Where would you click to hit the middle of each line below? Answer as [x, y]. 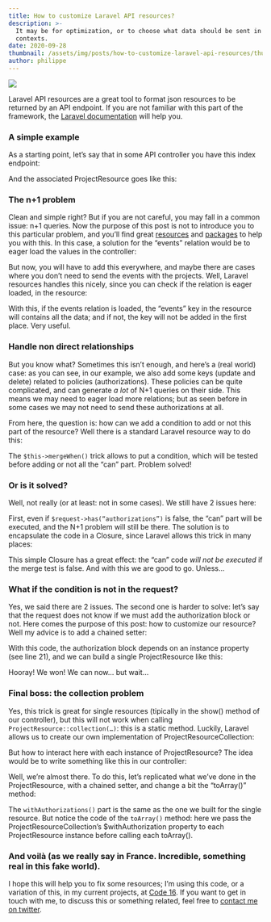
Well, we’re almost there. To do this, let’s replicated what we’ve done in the [132, 777]
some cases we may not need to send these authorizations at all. [116, 407]
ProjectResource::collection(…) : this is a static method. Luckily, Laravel [129, 728]
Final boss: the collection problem [76, 694]
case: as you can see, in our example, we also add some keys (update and [132, 373]
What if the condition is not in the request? [94, 589]
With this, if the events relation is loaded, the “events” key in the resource [130, 308]
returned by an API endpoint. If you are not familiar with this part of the [126, 107]
